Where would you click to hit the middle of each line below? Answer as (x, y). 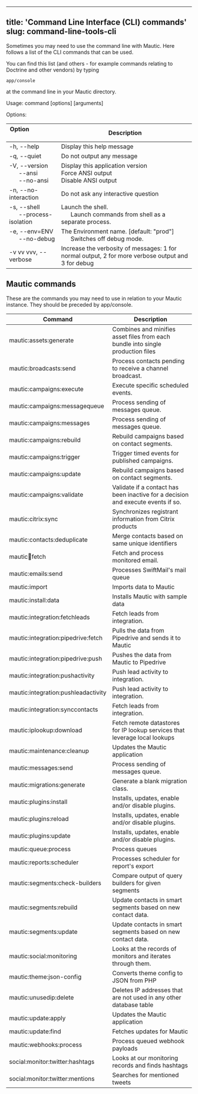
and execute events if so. (146, 502)
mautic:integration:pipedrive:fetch (56, 637)
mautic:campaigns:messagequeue (57, 406)
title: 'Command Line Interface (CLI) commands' (96, 22)
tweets (121, 1082)
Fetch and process (138, 553)
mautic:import (28, 587)
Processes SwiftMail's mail (149, 569)
